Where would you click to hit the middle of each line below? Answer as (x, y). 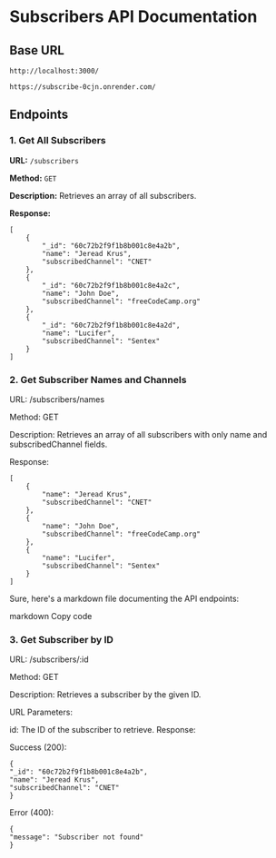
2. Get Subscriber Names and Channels (98, 380)
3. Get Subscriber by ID (61, 639)
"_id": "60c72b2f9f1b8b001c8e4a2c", (111, 285)
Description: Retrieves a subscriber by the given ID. (105, 695)
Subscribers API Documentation (133, 17)
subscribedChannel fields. (59, 444)
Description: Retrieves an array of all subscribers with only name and (138, 434)
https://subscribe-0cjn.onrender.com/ (83, 87)
